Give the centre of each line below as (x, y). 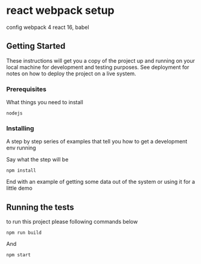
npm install (21, 171)
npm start (19, 255)
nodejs (14, 113)
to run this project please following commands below (72, 222)
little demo (19, 188)
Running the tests (40, 207)
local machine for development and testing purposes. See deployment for (98, 67)
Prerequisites (26, 89)
